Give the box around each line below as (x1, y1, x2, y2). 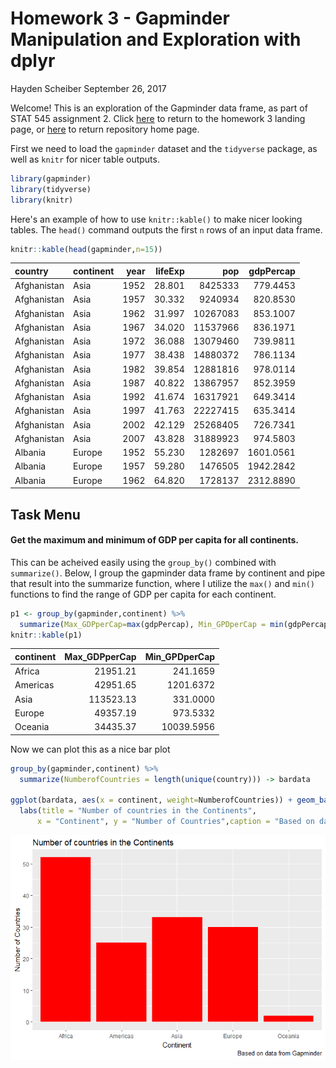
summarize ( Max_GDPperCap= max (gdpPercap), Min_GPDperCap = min (19, 619, 284, 629)
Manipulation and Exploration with (10, 28, 302, 51)
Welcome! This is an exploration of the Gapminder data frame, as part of (10, 102, 308, 114)
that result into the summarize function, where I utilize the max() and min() (10, 577, 315, 589)
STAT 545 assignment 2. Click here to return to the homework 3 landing (10, 112, 306, 124)
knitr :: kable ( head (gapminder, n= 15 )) (10, 244, 163, 254)
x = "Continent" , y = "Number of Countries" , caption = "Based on (36, 817, 315, 827)
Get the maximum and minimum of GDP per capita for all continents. (10, 534, 299, 546)
